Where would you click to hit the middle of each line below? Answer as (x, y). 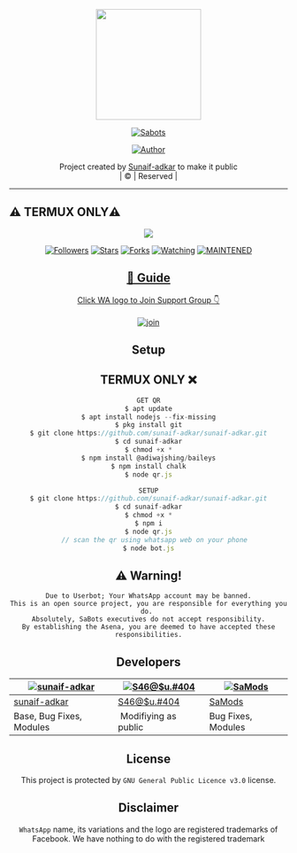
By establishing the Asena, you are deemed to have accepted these (148, 627)
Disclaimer (148, 808)
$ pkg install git (148, 425)
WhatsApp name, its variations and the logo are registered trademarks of (148, 829)
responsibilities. (148, 635)
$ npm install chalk (148, 466)
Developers (148, 662)
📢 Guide (148, 278)
